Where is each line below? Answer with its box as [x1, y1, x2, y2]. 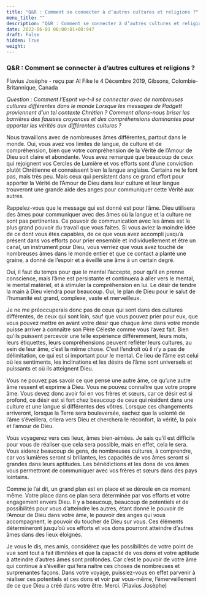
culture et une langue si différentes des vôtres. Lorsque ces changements [6, 403, 193, 410]
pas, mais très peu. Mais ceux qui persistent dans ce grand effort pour [6, 173, 184, 180]
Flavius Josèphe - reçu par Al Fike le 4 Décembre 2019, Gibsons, [6, 77, 170, 85]
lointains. [6, 474, 29, 481]
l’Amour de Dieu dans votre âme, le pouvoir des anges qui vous [6, 512, 166, 519]
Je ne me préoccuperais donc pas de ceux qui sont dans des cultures [6, 306, 183, 313]
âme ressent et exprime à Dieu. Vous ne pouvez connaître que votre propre [6, 383, 196, 391]
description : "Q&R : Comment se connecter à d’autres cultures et [6, 20, 180, 26]
